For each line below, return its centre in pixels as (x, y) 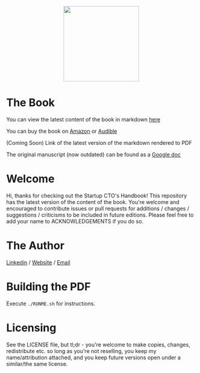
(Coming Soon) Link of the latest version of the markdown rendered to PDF (99, 142)
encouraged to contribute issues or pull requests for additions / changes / (98, 208)
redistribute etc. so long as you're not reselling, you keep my (81, 351)
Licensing (31, 327)
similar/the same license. (37, 364)
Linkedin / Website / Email (38, 262)
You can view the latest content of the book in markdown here (83, 119)
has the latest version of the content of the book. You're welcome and (93, 202)
